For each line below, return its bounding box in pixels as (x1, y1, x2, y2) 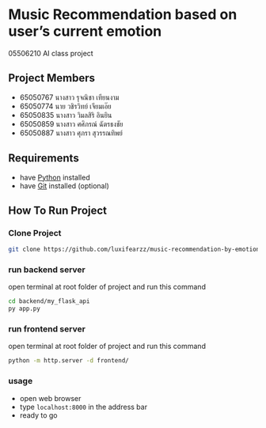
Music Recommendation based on (8, 6, 237, 24)
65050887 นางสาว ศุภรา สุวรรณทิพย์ (19, 128, 123, 138)
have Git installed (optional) (19, 180, 109, 191)
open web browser (19, 393, 82, 403)
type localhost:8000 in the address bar (19, 402, 148, 411)
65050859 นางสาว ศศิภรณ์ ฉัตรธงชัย (19, 119, 123, 128)
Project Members (8, 71, 96, 85)
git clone (8, 245, 41, 254)
